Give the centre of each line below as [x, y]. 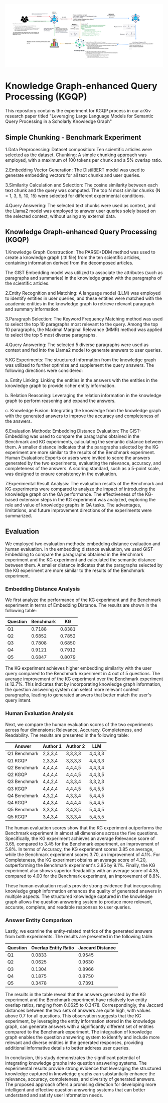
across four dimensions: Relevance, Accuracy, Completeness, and [73, 730]
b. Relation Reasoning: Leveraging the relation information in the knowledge [83, 395]
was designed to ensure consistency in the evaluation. [61, 474]
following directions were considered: [44, 370]
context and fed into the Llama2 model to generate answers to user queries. [83, 350]
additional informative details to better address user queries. [67, 1048]
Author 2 [75, 746]
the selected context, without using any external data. [61, 216]
